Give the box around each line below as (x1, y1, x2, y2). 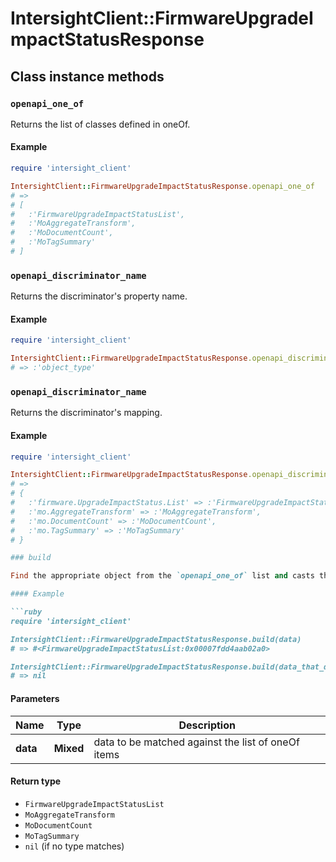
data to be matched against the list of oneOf (93, 735, 300, 749)
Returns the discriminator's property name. (10, 290, 188, 302)
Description (178, 718, 236, 732)
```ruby (10, 607, 43, 617)
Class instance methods (10, 68, 165, 85)
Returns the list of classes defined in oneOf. (10, 118, 191, 130)
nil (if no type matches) (24, 840, 125, 852)
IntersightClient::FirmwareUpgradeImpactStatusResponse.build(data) (10, 634, 302, 644)
